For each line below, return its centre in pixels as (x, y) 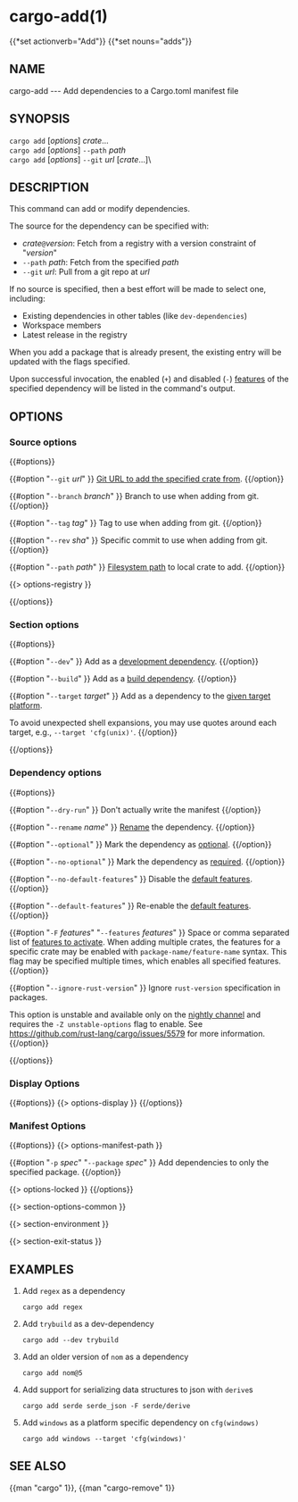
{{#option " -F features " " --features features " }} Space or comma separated (149, 932)
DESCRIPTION (49, 187)
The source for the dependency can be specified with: (109, 226)
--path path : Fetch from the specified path (100, 263)
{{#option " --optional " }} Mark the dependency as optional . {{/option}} (141, 844)
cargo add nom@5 (52, 1373)
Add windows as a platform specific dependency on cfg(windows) (141, 1423)
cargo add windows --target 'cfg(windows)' (104, 1439)
